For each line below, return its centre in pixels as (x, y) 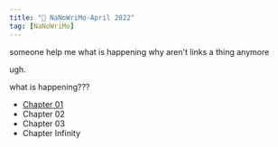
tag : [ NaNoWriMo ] (42, 26)
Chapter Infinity (51, 133)
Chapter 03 (44, 124)
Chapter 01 (43, 104)
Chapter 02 (43, 114)
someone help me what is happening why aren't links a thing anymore (139, 51)
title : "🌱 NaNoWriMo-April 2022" (72, 18)
